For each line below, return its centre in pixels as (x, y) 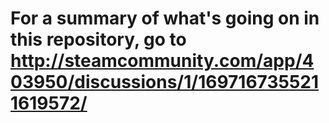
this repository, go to (98, 39)
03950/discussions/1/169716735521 (165, 82)
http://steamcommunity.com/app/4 (162, 61)
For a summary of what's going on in (165, 18)
